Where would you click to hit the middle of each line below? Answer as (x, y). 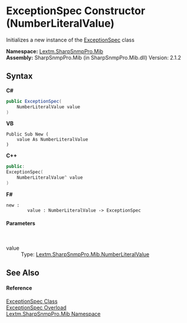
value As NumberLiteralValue (53, 140)
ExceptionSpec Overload (36, 307)
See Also (23, 273)
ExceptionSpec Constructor (76, 11)
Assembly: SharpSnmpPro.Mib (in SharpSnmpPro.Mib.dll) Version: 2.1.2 (93, 57)
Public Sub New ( (27, 134)
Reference (19, 288)
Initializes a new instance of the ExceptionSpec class (70, 40)
